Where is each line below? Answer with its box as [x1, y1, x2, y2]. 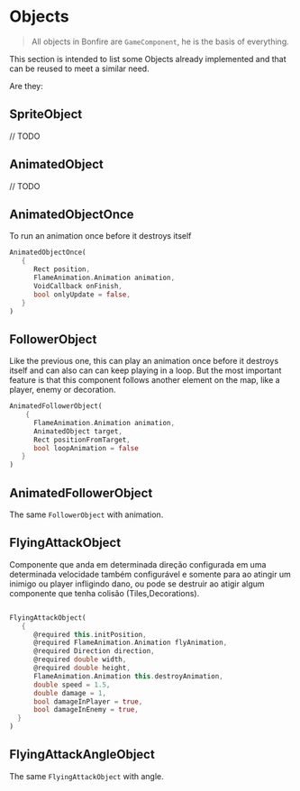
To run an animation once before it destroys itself [9, 231, 192, 241]
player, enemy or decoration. [9, 385, 116, 395]
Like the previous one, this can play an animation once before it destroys [9, 356, 279, 367]
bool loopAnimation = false [32, 443, 140, 452]
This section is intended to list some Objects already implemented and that [9, 53, 286, 64]
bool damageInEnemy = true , [32, 705, 140, 714]
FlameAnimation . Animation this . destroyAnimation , [32, 671, 223, 681]
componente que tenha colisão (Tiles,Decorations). [9, 587, 200, 598]
